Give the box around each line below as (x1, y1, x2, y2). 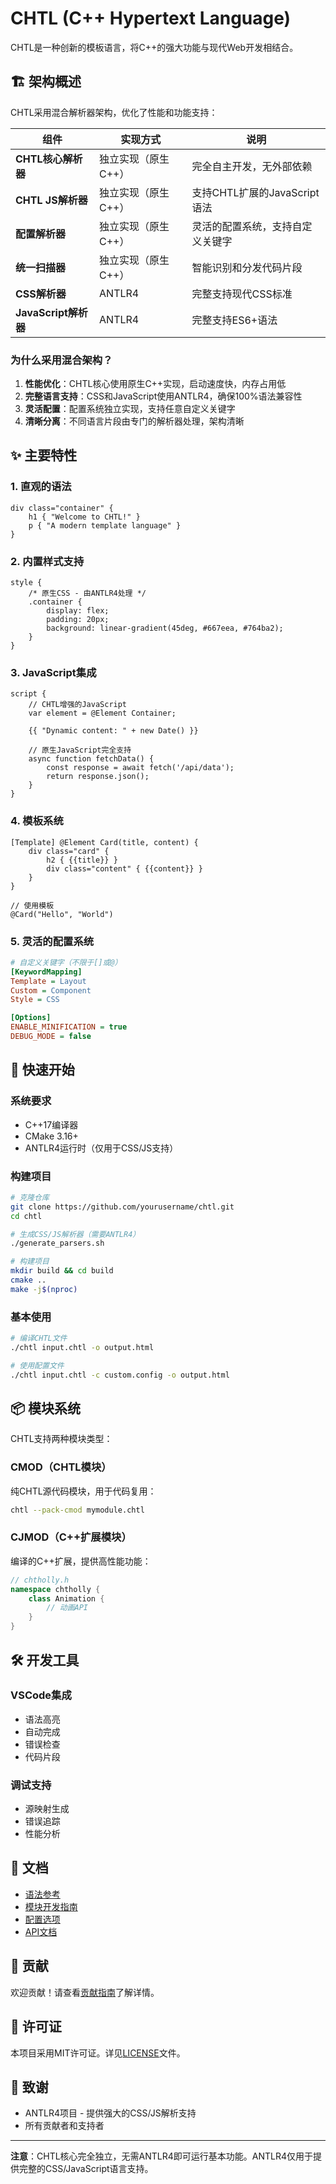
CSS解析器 (15, 287, 67, 301)
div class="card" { (28, 846, 110, 856)
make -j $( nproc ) (10, 1284, 78, 1294)
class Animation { (28, 1593, 105, 1604)
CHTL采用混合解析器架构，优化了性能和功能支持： (10, 106, 218, 118)
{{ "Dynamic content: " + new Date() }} (28, 726, 199, 736)
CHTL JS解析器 (15, 193, 88, 207)
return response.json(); (46, 772, 150, 782)
